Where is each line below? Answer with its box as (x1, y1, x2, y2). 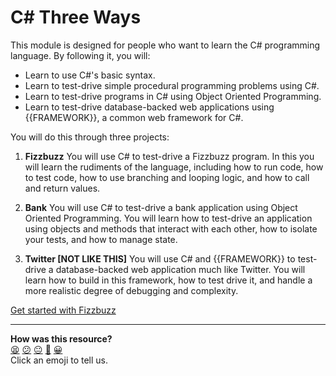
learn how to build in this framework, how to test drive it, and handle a (24, 274, 313, 286)
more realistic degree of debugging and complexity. (24, 284, 239, 296)
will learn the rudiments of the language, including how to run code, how (24, 161, 324, 173)
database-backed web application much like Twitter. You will (55, 263, 306, 275)
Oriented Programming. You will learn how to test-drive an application (24, 212, 313, 224)
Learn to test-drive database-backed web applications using (24, 101, 275, 113)
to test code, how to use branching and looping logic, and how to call (24, 171, 310, 183)
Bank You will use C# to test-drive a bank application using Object (24, 201, 298, 213)
